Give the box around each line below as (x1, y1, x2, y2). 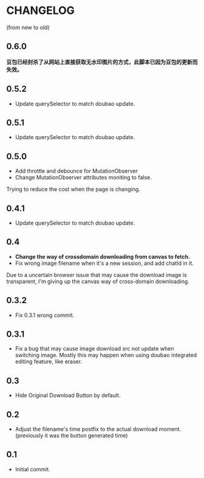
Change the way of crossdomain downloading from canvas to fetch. (15, 253, 190, 260)
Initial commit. (15, 465, 50, 473)
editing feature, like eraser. (15, 358, 83, 365)
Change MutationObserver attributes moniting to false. (15, 174, 152, 181)
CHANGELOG (6, 4, 75, 18)
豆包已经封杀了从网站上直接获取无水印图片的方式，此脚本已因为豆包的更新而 (6, 58, 198, 66)
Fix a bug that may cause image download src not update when (15, 345, 174, 352)
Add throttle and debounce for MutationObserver (15, 168, 138, 175)
